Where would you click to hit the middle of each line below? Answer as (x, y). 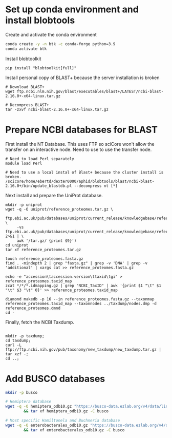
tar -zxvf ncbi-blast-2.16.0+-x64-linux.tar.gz (57, 109)
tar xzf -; (17, 354)
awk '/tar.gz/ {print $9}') (47, 241)
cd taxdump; (18, 340)
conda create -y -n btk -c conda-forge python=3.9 (60, 44)
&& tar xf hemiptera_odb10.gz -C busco (66, 411)
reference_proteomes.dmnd (33, 308)
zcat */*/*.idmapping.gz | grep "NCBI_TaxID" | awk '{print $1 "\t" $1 (83, 285)
